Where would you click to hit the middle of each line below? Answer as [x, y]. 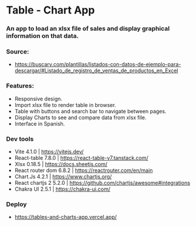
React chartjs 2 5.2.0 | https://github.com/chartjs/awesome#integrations [102, 183]
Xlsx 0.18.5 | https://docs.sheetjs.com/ [61, 164]
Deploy [16, 204]
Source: [18, 52]
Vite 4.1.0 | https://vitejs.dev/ [49, 151]
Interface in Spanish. [40, 123]
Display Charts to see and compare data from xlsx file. [81, 117]
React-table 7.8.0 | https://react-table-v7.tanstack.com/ [82, 158]
